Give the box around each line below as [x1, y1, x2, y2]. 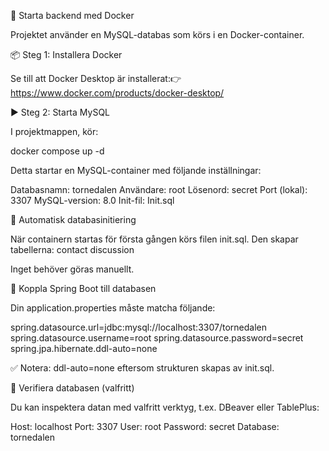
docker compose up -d [10, 145, 105, 157]
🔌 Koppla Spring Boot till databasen [10, 283, 157, 294]
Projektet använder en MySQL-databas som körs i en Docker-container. [10, 29, 305, 40]
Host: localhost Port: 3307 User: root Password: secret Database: [10, 421, 280, 432]
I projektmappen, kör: [10, 126, 99, 137]
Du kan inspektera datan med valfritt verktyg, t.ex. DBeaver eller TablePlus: [10, 401, 320, 413]
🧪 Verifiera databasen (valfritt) [10, 382, 135, 394]
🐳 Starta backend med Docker [10, 10, 135, 21]
